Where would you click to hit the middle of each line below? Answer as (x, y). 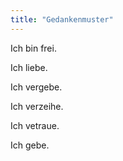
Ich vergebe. (36, 87)
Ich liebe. (29, 67)
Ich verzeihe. (37, 106)
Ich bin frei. (33, 48)
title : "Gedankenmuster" (62, 19)
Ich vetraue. (35, 125)
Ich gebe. (30, 145)
